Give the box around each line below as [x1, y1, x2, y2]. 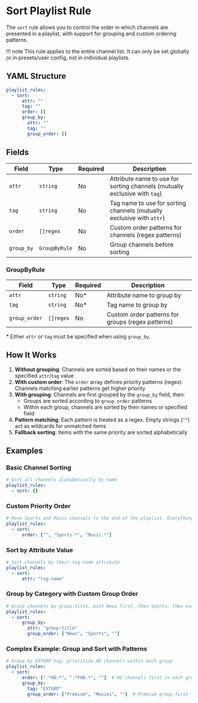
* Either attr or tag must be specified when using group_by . [6, 333, 151, 340]
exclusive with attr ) [110, 214, 165, 222]
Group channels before [110, 241, 174, 249]
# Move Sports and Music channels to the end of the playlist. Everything [6, 515, 194, 521]
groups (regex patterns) [107, 318, 173, 326]
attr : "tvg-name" [21, 576, 65, 582]
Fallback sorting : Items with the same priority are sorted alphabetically [14, 428, 187, 436]
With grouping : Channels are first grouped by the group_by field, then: [14, 391, 186, 398]
